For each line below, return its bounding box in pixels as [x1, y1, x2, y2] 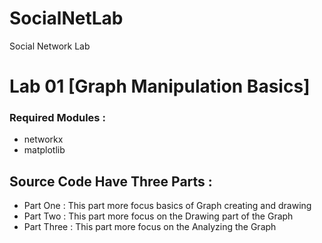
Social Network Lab [9, 40, 91, 52]
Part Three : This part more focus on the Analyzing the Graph [23, 221, 277, 233]
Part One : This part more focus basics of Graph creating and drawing [23, 200, 312, 212]
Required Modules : [9, 111, 106, 125]
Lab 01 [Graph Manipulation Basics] [9, 75, 311, 98]
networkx [23, 133, 64, 146]
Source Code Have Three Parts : [9, 173, 213, 190]
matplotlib [23, 144, 66, 156]
